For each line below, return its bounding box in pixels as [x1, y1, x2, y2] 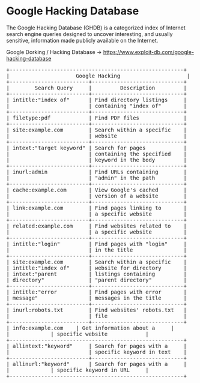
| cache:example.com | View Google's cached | [6, 186, 187, 193]
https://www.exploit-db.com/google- [103, 48, 194, 55]
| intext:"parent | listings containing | [6, 270, 187, 277]
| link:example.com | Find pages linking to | [6, 204, 187, 211]
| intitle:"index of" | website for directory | [6, 264, 187, 271]
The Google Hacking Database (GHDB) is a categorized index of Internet [6, 24, 186, 31]
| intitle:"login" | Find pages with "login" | [6, 240, 187, 247]
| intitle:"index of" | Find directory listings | [6, 96, 187, 103]
